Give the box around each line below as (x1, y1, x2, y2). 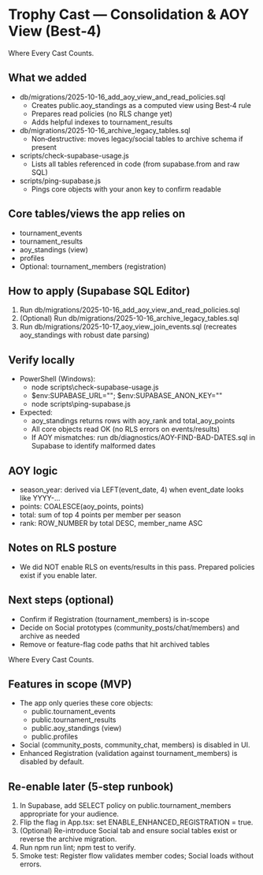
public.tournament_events (31, 707, 116, 717)
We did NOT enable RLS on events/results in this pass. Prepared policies (19, 562, 255, 572)
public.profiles (31, 732, 79, 742)
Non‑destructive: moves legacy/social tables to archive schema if (31, 134, 243, 143)
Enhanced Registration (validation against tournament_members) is (19, 749, 238, 758)
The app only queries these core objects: (19, 698, 154, 708)
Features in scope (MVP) (8, 678, 132, 691)
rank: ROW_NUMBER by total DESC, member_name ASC (19, 519, 203, 527)
